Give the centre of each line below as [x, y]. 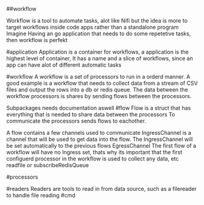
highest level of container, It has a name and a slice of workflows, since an [100, 58]
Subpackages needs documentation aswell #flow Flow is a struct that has [99, 108]
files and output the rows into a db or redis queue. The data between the [97, 90]
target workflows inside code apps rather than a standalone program [93, 27]
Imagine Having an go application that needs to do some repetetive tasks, [99, 34]
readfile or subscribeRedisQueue [48, 165]
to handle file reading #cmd [41, 195]
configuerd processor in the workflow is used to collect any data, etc [93, 159]
